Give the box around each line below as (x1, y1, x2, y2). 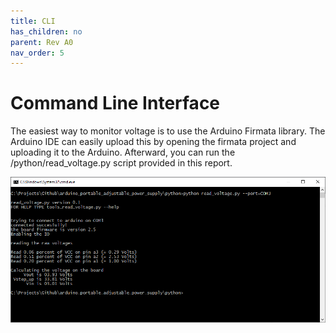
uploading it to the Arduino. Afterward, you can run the (10, 146, 236, 159)
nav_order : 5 (10, 48, 65, 58)
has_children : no (10, 26, 83, 37)
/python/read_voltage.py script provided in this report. (10, 157, 233, 169)
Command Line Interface (10, 92, 221, 115)
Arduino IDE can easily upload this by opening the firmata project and (10, 136, 297, 148)
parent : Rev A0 (10, 37, 74, 47)
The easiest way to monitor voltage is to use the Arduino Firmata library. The (10, 125, 326, 137)
